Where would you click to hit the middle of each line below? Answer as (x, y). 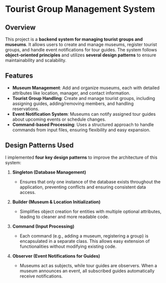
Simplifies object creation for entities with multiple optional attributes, (90, 211)
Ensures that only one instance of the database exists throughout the (90, 182)
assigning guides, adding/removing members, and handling (73, 103)
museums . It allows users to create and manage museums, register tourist (81, 45)
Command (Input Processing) (43, 226)
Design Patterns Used (39, 145)
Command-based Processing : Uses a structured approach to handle (83, 124)
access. (28, 192)
